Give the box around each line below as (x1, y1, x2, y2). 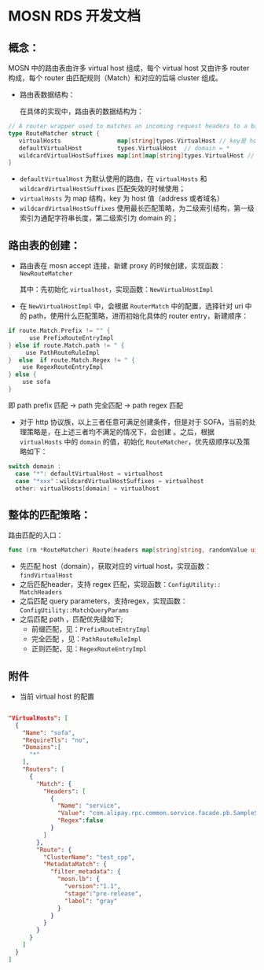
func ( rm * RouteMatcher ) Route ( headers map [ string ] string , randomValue (8, 546, 247, 555)
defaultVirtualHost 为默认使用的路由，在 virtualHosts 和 (19, 174, 207, 183)
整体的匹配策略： (8, 508, 91, 522)
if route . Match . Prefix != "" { (8, 327, 111, 335)
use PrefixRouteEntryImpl (28, 334, 114, 342)
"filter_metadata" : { (49, 868, 122, 876)
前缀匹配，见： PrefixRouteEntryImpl (31, 625, 151, 634)
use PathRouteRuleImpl (25, 349, 101, 356)
